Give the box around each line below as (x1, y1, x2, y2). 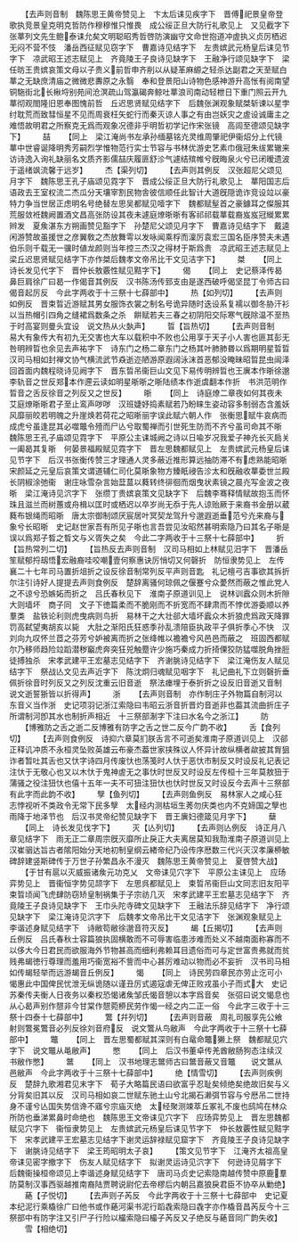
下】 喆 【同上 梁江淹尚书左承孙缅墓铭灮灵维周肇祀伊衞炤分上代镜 (9, 131, 283, 142)
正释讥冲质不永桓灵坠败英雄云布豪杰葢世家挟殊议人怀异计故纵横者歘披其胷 (9, 744, 282, 754)
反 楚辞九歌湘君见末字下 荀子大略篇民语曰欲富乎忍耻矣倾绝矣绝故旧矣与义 (9, 1079, 290, 1089)
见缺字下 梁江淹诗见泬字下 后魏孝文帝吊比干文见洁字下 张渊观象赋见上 (9, 911, 282, 922)
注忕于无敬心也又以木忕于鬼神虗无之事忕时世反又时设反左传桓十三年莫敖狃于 (9, 767, 290, 777)
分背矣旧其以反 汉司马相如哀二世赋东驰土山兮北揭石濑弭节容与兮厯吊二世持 (9, 1090, 290, 1100)
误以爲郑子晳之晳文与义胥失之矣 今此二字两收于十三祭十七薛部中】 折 (9, 532, 285, 543)
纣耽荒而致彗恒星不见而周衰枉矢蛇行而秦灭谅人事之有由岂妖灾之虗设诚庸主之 (9, 109, 290, 119)
